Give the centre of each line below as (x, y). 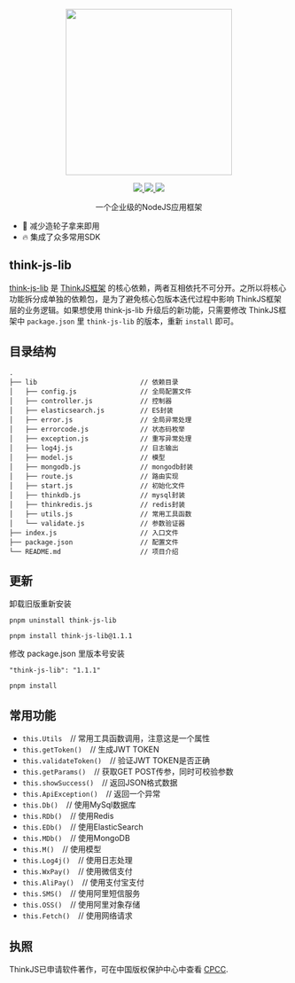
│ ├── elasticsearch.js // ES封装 (91, 410)
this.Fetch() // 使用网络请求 (77, 916)
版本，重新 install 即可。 (191, 321)
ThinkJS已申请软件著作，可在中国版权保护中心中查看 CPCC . (119, 970)
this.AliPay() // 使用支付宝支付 (83, 883)
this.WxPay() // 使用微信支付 (77, 871)
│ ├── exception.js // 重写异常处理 (101, 439)
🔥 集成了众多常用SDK (61, 237)
